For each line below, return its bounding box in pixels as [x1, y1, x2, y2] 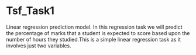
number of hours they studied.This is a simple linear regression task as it [6, 36, 181, 43]
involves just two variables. [6, 42, 71, 49]
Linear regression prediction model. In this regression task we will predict [6, 23, 183, 30]
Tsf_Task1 [6, 4, 54, 18]
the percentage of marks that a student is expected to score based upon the [6, 29, 190, 36]
